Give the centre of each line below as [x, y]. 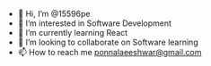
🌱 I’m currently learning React [73, 33]
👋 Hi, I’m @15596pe [54, 14]
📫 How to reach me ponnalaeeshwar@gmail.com [110, 52]
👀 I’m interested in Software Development [95, 23]
